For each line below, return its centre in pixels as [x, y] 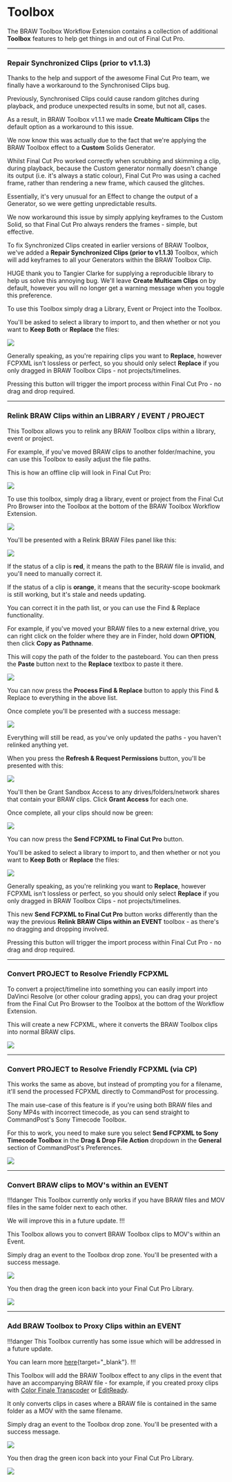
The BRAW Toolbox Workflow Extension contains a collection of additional [113, 31]
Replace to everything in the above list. [62, 697]
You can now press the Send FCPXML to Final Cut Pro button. [96, 839]
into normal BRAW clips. [41, 1032]
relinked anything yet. [38, 745]
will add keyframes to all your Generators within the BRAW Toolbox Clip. [109, 260]
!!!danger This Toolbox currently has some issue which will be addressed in [114, 1341]
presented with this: [36, 766]
